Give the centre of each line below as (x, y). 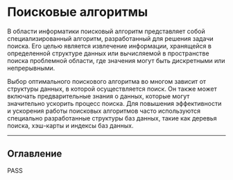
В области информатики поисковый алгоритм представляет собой (106, 31)
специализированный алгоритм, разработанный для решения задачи (110, 38)
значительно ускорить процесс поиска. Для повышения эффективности (114, 103)
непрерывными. (31, 68)
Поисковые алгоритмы (78, 12)
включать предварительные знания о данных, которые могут (98, 96)
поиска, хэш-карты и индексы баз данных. (70, 125)
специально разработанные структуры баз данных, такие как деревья (112, 118)
